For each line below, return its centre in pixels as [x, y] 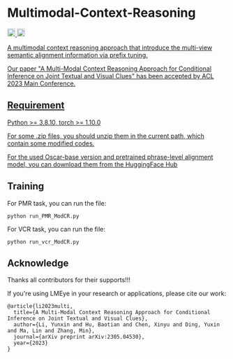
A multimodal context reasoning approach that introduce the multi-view [110, 48]
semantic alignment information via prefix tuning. [77, 55]
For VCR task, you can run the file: [57, 229]
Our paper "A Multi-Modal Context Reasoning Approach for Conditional [109, 69]
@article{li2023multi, [40, 307]
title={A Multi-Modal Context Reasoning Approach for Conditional [112, 313]
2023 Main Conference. [42, 83]
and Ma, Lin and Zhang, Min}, [51, 331]
